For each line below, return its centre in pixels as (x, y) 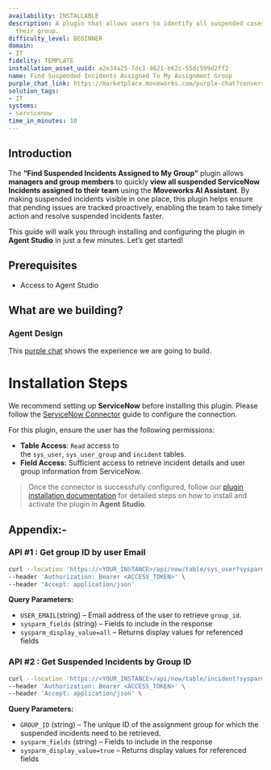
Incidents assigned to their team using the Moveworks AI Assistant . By (129, 190)
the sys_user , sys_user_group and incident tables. (103, 454)
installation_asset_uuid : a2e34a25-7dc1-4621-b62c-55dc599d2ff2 (119, 69)
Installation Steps (68, 383)
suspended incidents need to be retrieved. (90, 733)
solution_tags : (34, 91)
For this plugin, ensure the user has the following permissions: (112, 430)
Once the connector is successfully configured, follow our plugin (136, 487)
